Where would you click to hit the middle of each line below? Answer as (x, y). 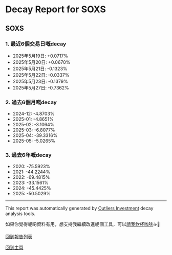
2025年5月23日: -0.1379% (40, 81)
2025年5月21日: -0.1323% (40, 68)
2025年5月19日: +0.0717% (40, 56)
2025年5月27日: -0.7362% (41, 87)
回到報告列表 (19, 237)
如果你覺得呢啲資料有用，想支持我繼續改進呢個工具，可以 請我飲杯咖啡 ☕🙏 (83, 224)
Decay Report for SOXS (56, 9)
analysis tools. (20, 214)
